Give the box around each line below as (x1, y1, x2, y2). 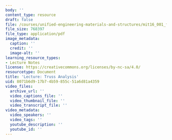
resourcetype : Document (5, 70, 56, 75)
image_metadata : (5, 36, 40, 42)
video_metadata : (5, 108, 40, 113)
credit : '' (10, 46, 33, 51)
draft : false (5, 17, 33, 22)
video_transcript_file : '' (10, 103, 68, 108)
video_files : (5, 84, 33, 89)
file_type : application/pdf (5, 31, 66, 36)
